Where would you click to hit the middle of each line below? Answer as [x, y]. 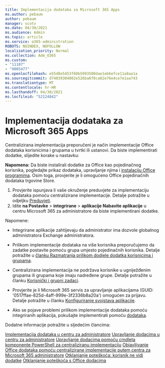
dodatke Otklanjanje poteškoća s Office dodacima [56, 361]
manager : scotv [21, 23]
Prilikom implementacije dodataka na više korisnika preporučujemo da [83, 245]
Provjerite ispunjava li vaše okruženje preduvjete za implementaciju [81, 190]
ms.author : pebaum [24, 14]
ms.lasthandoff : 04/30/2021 [34, 92]
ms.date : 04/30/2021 [26, 28]
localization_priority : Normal [37, 51]
